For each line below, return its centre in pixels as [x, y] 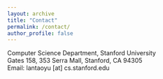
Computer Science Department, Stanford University [81, 53]
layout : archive [31, 14]
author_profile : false [40, 33]
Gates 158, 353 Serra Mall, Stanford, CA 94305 [75, 61]
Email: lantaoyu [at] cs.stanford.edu [58, 68]
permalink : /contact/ [39, 27]
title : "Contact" [33, 20]
